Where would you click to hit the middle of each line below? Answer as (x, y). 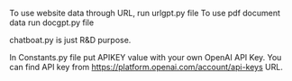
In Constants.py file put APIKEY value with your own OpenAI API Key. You (146, 57)
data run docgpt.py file (52, 22)
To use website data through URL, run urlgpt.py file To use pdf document (145, 13)
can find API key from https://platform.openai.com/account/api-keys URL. (146, 67)
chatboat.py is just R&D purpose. (70, 40)
